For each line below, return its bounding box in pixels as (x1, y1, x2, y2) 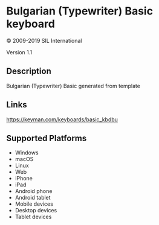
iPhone (15, 175, 33, 182)
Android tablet (15, 194, 51, 201)
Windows (15, 149, 39, 156)
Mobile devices (15, 200, 53, 208)
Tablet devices (15, 213, 52, 221)
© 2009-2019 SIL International (6, 37, 83, 44)
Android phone (15, 188, 53, 195)
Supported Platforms (6, 133, 87, 143)
